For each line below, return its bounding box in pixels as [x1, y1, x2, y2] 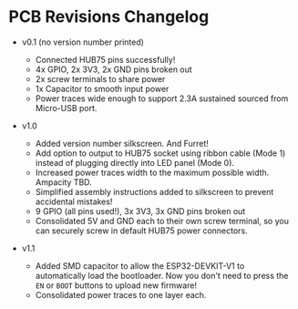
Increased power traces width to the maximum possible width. [35, 167, 270, 178]
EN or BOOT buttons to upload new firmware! [35, 280, 198, 291]
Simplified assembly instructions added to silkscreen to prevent [35, 186, 274, 197]
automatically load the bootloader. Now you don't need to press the [35, 270, 289, 281]
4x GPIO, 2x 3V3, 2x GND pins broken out [35, 64, 192, 75]
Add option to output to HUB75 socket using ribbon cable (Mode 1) [35, 148, 286, 159]
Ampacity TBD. [35, 176, 92, 188]
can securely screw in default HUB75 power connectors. [35, 225, 248, 236]
